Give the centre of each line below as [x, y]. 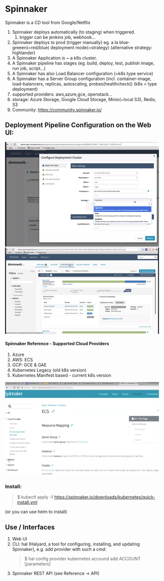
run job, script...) [29, 68]
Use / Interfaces [30, 527]
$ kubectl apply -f [35, 497]
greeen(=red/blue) [31, 47]
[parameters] [38, 564]
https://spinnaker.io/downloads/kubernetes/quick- [105, 497]
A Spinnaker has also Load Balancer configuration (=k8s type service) [83, 73]
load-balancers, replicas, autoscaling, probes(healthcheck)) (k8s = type [84, 83]
